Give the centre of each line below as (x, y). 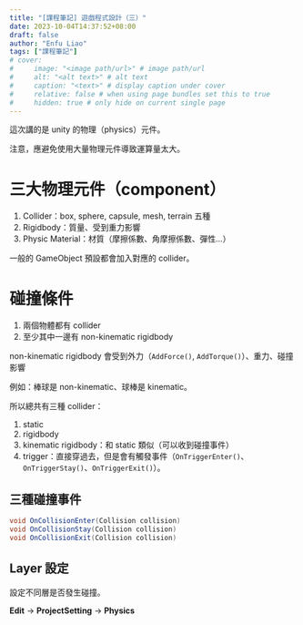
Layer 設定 (40, 569)
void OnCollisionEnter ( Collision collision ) (95, 521)
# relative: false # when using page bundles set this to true (140, 94)
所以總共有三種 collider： (56, 406)
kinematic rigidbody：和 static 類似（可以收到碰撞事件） (128, 445)
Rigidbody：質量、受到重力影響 (81, 228)
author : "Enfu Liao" (49, 43)
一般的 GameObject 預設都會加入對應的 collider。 (102, 258)
